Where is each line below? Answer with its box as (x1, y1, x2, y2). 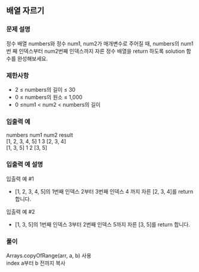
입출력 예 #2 (6, 208, 35, 215)
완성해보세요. (17, 55, 48, 62)
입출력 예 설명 (6, 161, 44, 169)
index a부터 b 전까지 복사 (6, 259, 66, 267)
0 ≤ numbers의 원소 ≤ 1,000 (14, 93, 82, 101)
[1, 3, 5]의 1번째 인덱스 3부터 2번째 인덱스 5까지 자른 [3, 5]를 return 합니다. (14, 220, 190, 228)
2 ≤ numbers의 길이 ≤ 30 (14, 86, 76, 93)
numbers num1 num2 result (6, 131, 74, 139)
